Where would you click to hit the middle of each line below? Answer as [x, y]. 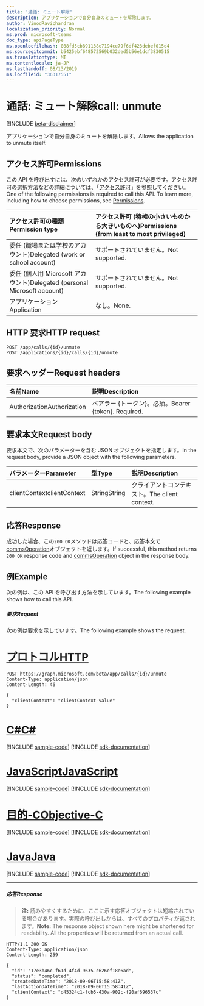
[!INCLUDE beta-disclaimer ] [41, 124]
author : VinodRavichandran [40, 23]
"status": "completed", [42, 976]
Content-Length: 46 [31, 684]
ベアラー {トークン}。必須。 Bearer [141, 403]
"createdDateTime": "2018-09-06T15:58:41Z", [69, 981]
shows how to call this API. [40, 599]
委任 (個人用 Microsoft [41, 273]
